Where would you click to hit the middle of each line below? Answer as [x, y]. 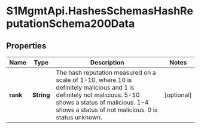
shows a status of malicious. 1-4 [102, 102]
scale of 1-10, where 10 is [94, 80]
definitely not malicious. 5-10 [98, 95]
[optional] [178, 95]
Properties [26, 46]
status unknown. [79, 117]
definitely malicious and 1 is [95, 87]
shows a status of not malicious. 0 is [107, 110]
